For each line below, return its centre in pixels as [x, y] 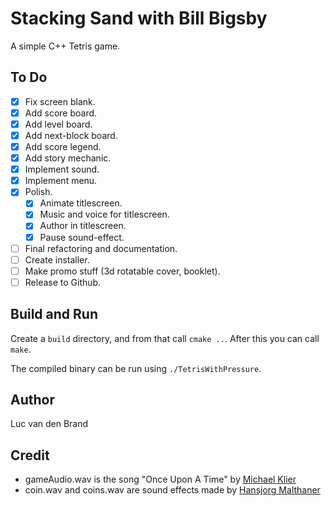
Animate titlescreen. [81, 203]
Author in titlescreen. [83, 226]
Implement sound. [62, 169]
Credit [30, 455]
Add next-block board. [71, 135]
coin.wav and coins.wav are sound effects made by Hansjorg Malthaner [172, 490]
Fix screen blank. [60, 101]
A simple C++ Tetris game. [65, 46]
